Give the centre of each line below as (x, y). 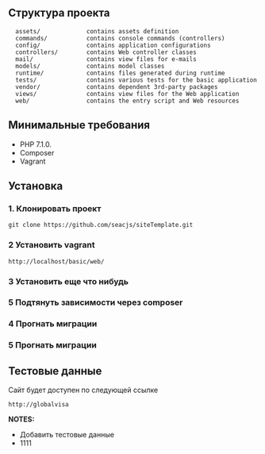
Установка (36, 186)
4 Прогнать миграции (53, 324)
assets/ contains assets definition (97, 31)
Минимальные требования (79, 125)
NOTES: (21, 419)
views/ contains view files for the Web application (127, 94)
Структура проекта (59, 13)
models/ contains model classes (90, 66)
